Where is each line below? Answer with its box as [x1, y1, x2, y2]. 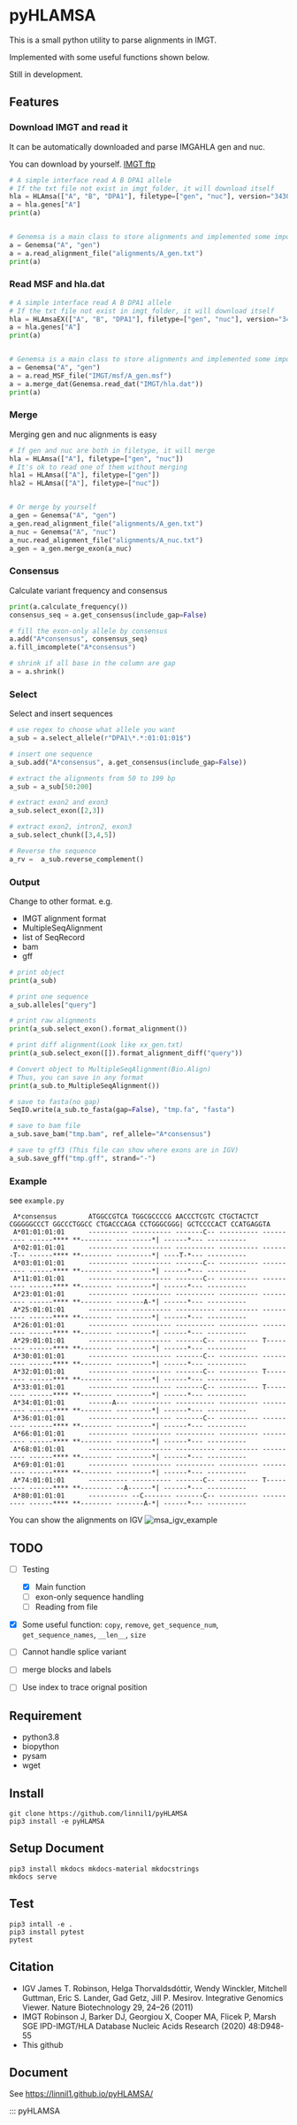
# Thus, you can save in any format [9, 1073, 144, 1082]
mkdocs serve [9, 1872, 57, 1881]
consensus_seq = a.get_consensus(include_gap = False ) [9, 611, 208, 619]
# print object [9, 968, 65, 977]
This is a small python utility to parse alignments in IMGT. [9, 35, 217, 45]
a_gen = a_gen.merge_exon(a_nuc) [9, 544, 133, 553]
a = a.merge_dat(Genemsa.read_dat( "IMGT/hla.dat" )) [9, 379, 203, 388]
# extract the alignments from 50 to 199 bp [9, 774, 176, 782]
